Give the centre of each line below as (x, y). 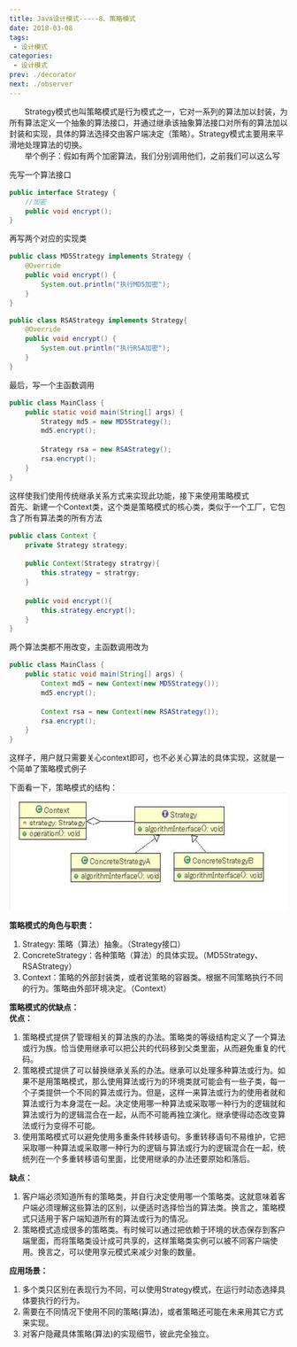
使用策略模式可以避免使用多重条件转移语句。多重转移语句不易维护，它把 (153, 1137)
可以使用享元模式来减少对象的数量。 (134, 1252)
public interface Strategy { (63, 192)
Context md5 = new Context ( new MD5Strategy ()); (130, 684)
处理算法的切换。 (55, 144)
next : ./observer (41, 84)
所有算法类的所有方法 (63, 517)
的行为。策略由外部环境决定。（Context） (96, 988)
